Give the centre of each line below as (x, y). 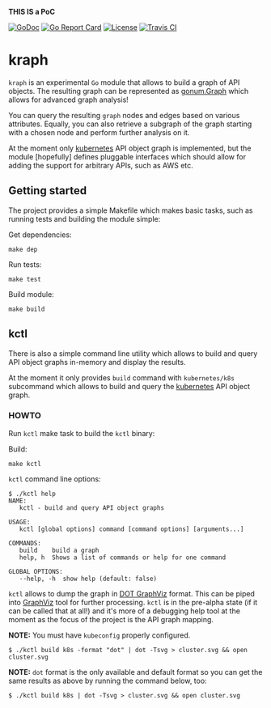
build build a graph (59, 550)
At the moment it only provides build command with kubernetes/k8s (121, 377)
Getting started (48, 191)
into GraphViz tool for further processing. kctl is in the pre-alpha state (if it (133, 602)
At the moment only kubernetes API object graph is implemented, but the (130, 148)
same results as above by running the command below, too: (108, 680)
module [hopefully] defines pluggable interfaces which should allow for (127, 156)
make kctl (25, 464)
